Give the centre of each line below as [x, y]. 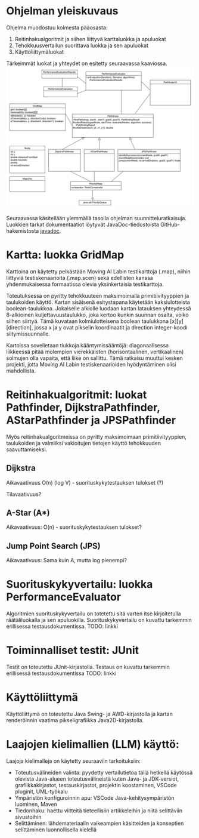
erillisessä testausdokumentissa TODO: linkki [61, 673]
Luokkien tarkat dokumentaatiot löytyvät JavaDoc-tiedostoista [83, 224]
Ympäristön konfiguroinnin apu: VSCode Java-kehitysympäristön [94, 797]
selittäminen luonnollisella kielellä [56, 829]
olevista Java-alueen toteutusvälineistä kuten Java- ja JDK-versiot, [97, 779]
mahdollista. [21, 371]
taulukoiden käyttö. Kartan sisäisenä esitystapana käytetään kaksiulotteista [98, 302]
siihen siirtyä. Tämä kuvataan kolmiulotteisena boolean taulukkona [87, 321]
